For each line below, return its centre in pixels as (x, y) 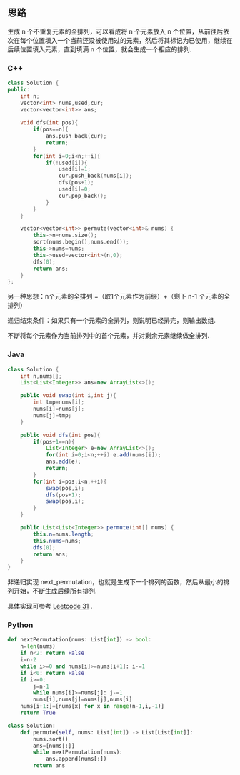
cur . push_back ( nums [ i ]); (95, 176)
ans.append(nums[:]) (76, 759)
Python (20, 625)
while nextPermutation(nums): (78, 752)
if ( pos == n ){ (51, 130)
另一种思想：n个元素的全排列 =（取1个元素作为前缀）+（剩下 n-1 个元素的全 (119, 296)
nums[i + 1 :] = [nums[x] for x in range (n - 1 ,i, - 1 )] (92, 706)
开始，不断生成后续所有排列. (55, 591)
